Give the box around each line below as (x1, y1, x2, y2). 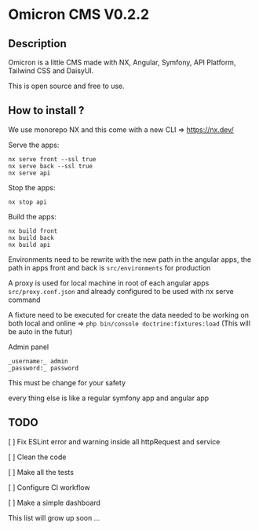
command (8, 295, 41, 304)
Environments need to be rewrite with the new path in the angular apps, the (8, 254, 252, 264)
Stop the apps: (8, 182, 56, 192)
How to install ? (8, 104, 85, 117)
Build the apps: (8, 212, 57, 221)
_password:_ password (8, 364, 79, 372)
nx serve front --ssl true (8, 155, 97, 163)
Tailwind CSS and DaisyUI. (8, 66, 94, 75)
